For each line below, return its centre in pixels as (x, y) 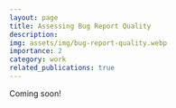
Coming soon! (35, 93)
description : (34, 34)
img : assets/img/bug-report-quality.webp (88, 43)
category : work (38, 59)
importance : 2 (36, 51)
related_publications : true (62, 68)
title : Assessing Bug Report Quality (80, 26)
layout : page (34, 18)
